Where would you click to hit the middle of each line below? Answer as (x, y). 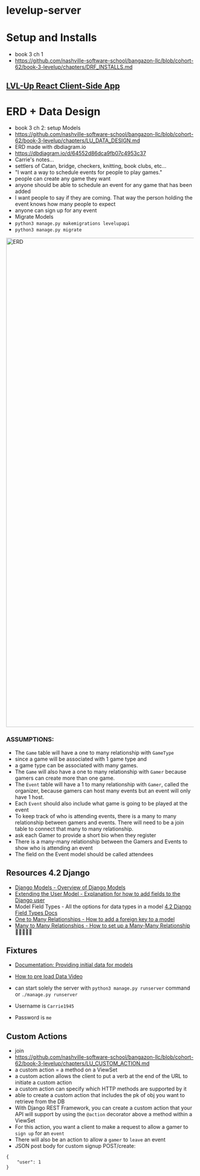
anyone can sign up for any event (56, 210)
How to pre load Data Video (49, 976)
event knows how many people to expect (65, 204)
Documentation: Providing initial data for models (74, 965)
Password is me (33, 1018)
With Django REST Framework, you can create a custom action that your (103, 1108)
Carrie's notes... (35, 160)
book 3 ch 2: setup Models (48, 128)
